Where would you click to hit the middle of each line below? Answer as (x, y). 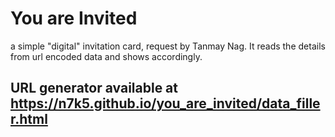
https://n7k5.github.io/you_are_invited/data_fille (165, 103)
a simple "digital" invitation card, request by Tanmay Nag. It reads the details (168, 46)
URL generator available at (94, 88)
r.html (29, 119)
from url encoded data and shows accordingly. (106, 56)
